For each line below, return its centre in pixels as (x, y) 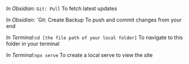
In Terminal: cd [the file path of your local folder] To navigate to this (95, 37)
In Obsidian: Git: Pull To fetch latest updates (62, 9)
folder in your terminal (33, 44)
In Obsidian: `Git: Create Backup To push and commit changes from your (94, 20)
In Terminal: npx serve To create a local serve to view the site (80, 55)
